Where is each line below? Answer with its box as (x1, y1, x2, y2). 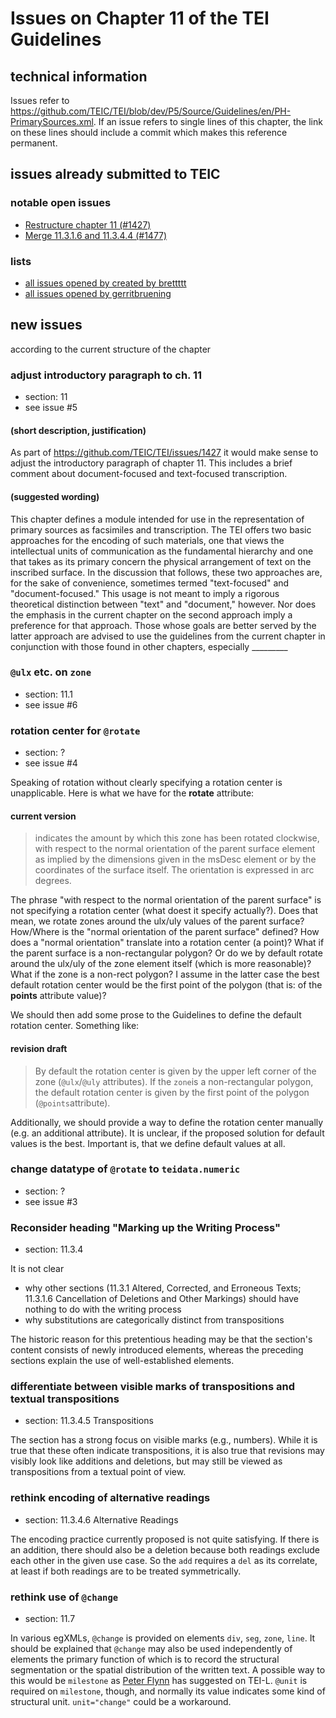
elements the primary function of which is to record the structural (10, 1653, 280, 1665)
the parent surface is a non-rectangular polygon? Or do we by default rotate (10, 947, 323, 959)
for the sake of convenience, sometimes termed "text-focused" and (10, 577, 290, 589)
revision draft (10, 1042, 68, 1054)
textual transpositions (10, 1392, 120, 1406)
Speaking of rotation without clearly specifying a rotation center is (10, 777, 283, 789)
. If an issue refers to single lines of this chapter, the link (93, 116, 323, 127)
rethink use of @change (10, 1590, 119, 1604)
